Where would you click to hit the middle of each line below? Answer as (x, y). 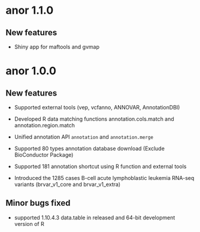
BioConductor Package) (44, 155)
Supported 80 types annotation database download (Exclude (90, 148)
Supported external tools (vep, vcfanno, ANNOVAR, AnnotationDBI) (97, 107)
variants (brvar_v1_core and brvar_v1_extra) (67, 184)
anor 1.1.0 (30, 10)
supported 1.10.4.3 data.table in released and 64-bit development (95, 217)
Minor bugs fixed (38, 203)
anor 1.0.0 (31, 71)
